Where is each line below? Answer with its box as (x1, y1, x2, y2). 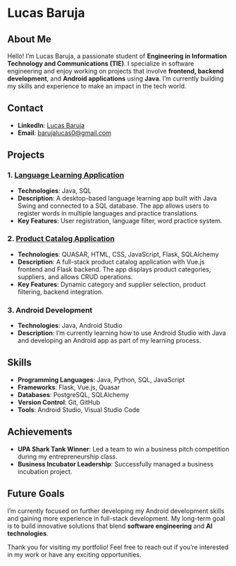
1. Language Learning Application (7, 170, 125, 180)
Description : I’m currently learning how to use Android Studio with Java (17, 329, 227, 337)
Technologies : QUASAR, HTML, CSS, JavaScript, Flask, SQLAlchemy (17, 249, 219, 259)
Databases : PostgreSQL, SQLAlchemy (17, 390, 129, 399)
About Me (7, 33, 51, 45)
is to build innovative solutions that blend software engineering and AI (7, 521, 213, 530)
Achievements (7, 426, 73, 438)
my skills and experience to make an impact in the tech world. (7, 82, 187, 90)
